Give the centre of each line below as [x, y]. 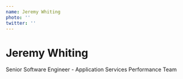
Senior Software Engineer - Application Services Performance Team [91, 69]
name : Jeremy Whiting [33, 12]
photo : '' [18, 17]
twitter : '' [21, 23]
